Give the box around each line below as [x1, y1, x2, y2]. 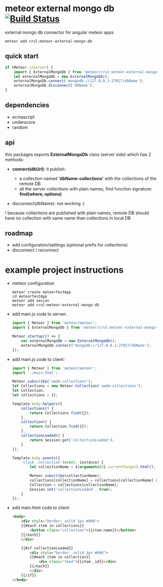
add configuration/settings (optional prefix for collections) [12, 242, 128, 248]
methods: [5, 156, 24, 162]
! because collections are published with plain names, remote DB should [5, 210, 149, 216]
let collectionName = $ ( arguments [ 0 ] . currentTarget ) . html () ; [30, 465, 156, 470]
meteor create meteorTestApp [12, 290, 71, 295]
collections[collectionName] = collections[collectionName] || [30, 478, 160, 483]
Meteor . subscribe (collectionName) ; [30, 473, 102, 478]
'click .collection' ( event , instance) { [21, 460, 104, 465]
